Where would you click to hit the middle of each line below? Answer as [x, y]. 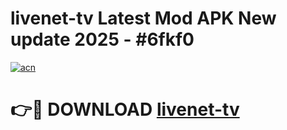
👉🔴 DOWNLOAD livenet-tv [125, 109]
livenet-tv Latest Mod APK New [143, 18]
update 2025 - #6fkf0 [102, 39]
